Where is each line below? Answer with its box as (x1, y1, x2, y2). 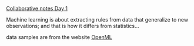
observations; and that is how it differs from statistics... (6, 23, 139, 29)
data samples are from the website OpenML (6, 34, 113, 40)
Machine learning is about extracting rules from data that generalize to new (6, 16, 189, 23)
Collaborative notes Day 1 (6, 5, 68, 12)
